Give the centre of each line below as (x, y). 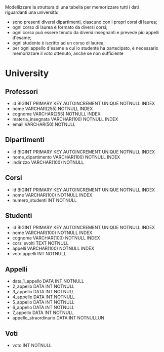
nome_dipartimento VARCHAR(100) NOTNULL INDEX (66, 157)
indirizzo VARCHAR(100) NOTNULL (48, 162)
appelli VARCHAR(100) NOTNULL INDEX (53, 248)
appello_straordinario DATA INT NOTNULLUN (58, 318)
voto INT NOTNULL (32, 346)
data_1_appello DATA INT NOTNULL (48, 281)
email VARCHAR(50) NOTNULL (44, 124)
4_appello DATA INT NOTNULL (43, 297)
